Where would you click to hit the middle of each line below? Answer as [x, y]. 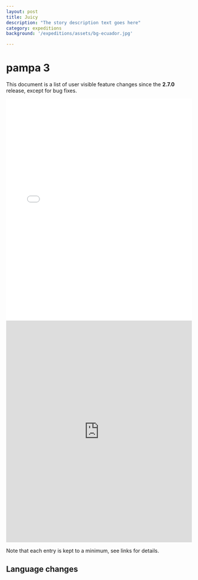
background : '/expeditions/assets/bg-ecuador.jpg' [70, 34]
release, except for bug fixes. [42, 91]
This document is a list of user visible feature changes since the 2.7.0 [90, 85]
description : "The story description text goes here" [74, 22]
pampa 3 [28, 68]
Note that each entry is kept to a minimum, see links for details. [82, 551]
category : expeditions [34, 28]
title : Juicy [22, 17]
